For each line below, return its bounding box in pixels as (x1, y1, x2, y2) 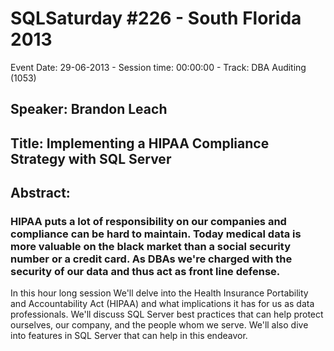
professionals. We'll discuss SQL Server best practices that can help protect (10, 308, 324, 321)
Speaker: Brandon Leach (10, 101, 168, 118)
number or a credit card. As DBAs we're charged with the (10, 252, 293, 266)
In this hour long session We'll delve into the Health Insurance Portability (10, 287, 309, 299)
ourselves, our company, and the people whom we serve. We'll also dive (10, 319, 309, 331)
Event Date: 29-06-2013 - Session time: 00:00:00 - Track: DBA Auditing (10, 61, 307, 73)
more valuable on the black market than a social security (10, 240, 291, 254)
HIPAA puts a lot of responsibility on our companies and (10, 215, 287, 229)
